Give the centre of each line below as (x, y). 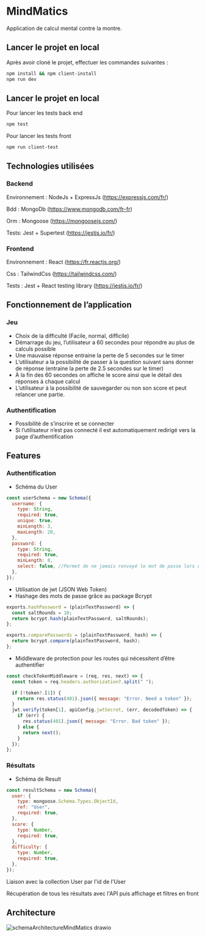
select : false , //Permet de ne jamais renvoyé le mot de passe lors (106, 566)
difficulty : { (30, 847)
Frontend (20, 248)
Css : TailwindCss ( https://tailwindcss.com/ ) (62, 274)
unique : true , (35, 521)
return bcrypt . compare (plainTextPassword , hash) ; (76, 641)
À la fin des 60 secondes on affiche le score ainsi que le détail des (99, 374)
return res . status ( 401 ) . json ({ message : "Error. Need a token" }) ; (105, 699)
